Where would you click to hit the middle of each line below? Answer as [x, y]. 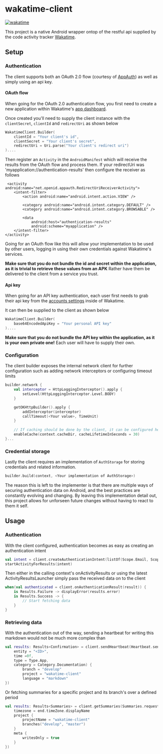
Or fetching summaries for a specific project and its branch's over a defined [81, 692]
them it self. [17, 506]
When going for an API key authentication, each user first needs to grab [77, 296]
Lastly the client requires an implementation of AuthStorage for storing [75, 462]
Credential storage [27, 451]
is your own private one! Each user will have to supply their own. [70, 343]
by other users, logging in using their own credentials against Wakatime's [78, 249]
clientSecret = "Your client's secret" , [55, 141]
